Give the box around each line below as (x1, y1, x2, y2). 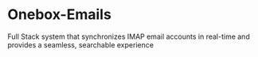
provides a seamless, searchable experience (7, 40, 154, 49)
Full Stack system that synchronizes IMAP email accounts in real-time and (7, 32, 250, 41)
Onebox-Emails (7, 6, 112, 24)
